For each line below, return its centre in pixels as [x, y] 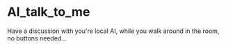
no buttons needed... [37, 38]
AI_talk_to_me [49, 12]
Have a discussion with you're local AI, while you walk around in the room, [113, 31]
